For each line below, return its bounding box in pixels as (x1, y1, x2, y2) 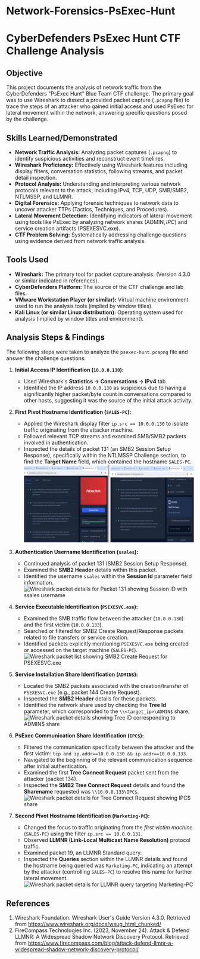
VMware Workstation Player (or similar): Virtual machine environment (14, 296, 189, 303)
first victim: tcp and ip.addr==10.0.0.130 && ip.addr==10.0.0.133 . (23, 750, 187, 757)
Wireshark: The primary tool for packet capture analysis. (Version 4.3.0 (14, 271, 190, 278)
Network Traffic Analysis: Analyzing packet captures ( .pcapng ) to (14, 149, 177, 156)
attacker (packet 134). (23, 775, 78, 783)
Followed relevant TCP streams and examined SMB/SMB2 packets (23, 432, 186, 439)
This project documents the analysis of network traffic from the (6, 84, 162, 91)
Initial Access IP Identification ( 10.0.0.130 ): (14, 366, 124, 373)
